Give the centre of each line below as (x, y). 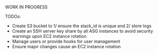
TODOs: (13, 16)
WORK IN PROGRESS (26, 7)
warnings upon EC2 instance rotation (49, 36)
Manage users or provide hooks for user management (66, 41)
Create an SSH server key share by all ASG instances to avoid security (82, 31)
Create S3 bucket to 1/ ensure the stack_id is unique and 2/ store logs (82, 26)
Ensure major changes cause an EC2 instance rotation (66, 46)
